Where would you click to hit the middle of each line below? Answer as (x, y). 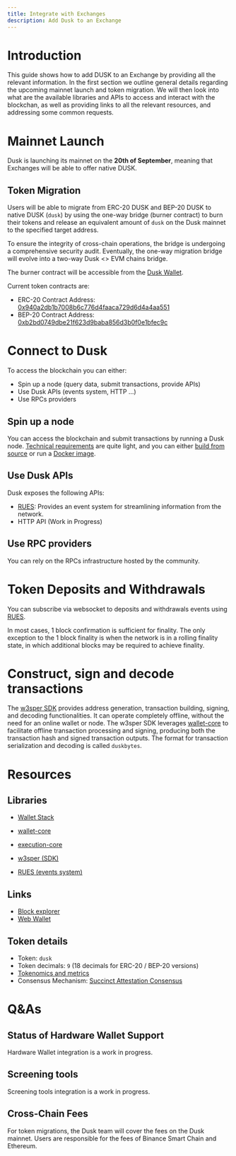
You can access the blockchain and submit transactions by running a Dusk (116, 438)
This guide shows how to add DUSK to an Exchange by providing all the (112, 75)
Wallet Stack (36, 817)
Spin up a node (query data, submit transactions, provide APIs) (109, 384)
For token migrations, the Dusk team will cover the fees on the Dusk (106, 1131)
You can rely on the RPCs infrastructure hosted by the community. (104, 561)
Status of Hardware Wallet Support (86, 1035)
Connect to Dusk (58, 351)
